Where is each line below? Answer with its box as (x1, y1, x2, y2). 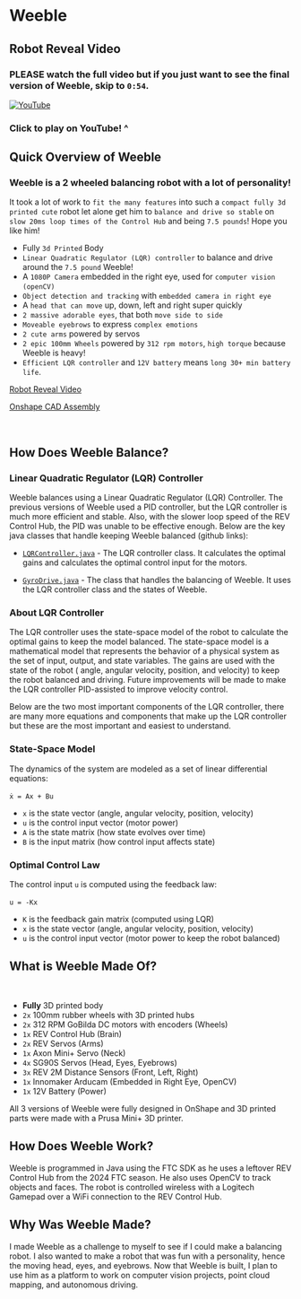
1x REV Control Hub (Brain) (21, 1028, 123, 1039)
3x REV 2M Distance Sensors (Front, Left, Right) (21, 1067, 199, 1077)
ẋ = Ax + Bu (9, 791, 54, 801)
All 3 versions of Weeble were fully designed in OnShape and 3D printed (9, 1103, 276, 1113)
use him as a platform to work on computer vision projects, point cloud (9, 1269, 271, 1280)
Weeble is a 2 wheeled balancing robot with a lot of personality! (9, 177, 291, 189)
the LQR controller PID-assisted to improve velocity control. (9, 684, 228, 695)
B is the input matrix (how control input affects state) (21, 836, 216, 847)
